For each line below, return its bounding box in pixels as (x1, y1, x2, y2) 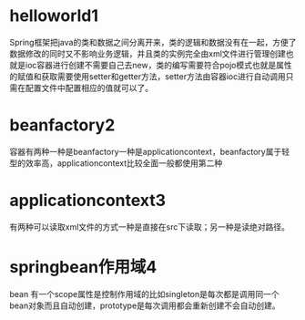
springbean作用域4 (9, 257, 158, 277)
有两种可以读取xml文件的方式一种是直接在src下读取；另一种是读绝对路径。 (9, 221, 290, 232)
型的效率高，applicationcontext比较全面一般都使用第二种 (9, 157, 223, 169)
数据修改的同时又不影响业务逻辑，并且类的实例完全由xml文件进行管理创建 (9, 47, 287, 59)
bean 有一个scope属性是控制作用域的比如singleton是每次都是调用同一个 (9, 288, 280, 299)
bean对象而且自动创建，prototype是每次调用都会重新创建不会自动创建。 (9, 300, 280, 311)
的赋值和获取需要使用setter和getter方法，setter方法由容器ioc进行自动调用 (9, 70, 287, 82)
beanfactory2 (9, 115, 116, 136)
